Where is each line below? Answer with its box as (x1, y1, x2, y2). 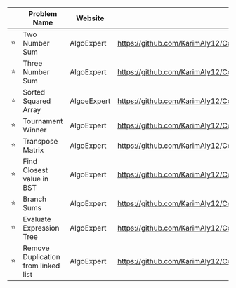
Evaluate (22, 214, 51, 224)
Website (76, 13, 105, 23)
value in (22, 174, 49, 184)
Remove (22, 243, 50, 253)
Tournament (22, 116, 63, 125)
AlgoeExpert (70, 96, 111, 106)
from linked (22, 261, 60, 270)
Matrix (22, 145, 44, 155)
